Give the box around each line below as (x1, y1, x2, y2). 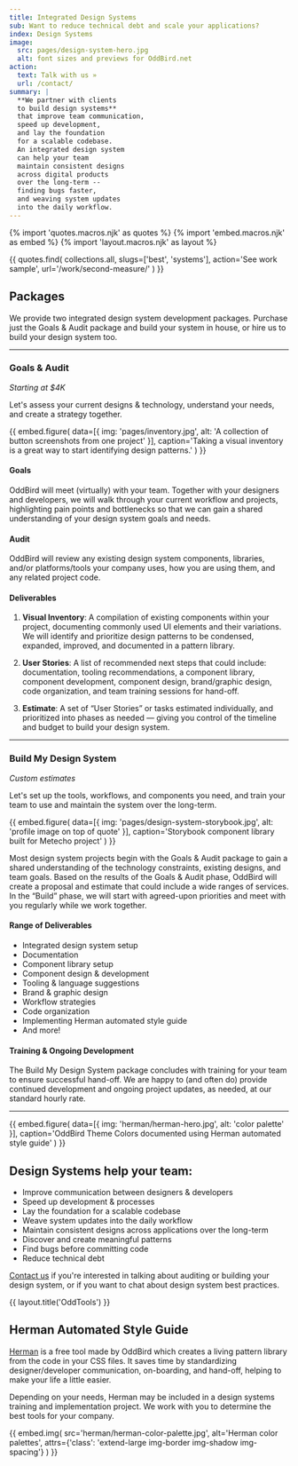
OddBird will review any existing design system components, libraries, (9, 553, 265, 564)
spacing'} (9, 1446, 44, 1457)
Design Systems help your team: (9, 1163, 193, 1178)
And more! (21, 1025, 61, 1035)
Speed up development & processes (21, 1196, 155, 1207)
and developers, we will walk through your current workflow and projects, (9, 495, 278, 505)
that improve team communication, (17, 112, 145, 121)
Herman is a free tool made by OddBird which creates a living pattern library (9, 1346, 288, 1357)
